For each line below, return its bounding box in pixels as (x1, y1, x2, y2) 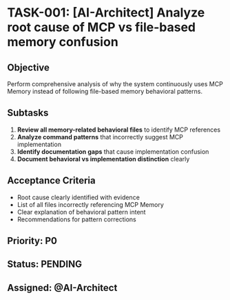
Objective (7, 61, 50, 73)
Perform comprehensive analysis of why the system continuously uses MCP (7, 80, 224, 88)
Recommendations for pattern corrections (17, 215, 136, 223)
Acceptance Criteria (7, 174, 96, 187)
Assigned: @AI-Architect (7, 281, 118, 294)
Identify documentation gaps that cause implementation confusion (17, 147, 209, 156)
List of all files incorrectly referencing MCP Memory (17, 200, 164, 208)
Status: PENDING (7, 259, 83, 270)
